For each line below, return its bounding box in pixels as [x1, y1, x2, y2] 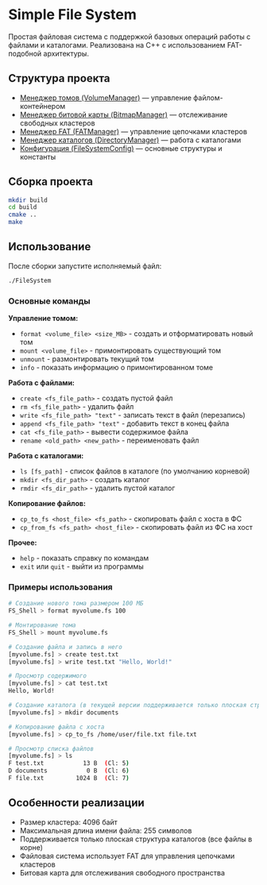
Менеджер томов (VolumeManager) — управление [19, 93, 192, 102]
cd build [8, 203, 37, 211]
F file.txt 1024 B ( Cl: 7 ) [8, 775, 130, 783]
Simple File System [8, 6, 137, 24]
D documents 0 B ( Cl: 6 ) [8, 767, 130, 775]
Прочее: [8, 538, 37, 547]
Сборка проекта [8, 175, 94, 188]
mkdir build [8, 196, 48, 204]
